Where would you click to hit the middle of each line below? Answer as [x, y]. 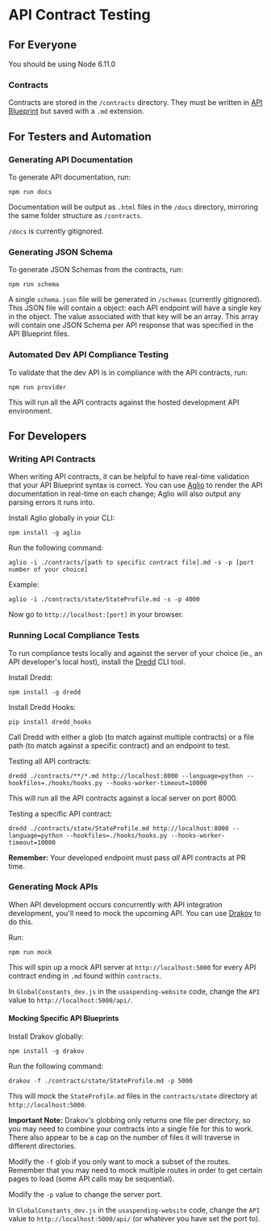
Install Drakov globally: [46, 1036]
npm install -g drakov [46, 1052]
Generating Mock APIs [53, 887]
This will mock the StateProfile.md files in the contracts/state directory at [133, 1096]
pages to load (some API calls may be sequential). [92, 1179]
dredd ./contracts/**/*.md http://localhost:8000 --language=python [126, 776]
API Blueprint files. [39, 334]
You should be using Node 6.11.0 [62, 64]
